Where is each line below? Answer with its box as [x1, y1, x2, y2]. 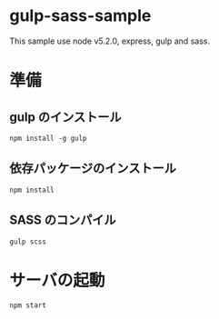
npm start [9, 301, 47, 310]
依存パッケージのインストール [9, 161, 177, 176]
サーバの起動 [9, 270, 105, 291]
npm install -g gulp [9, 134, 88, 143]
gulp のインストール [9, 109, 122, 125]
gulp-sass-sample [9, 5, 152, 26]
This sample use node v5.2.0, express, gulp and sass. [9, 35, 211, 46]
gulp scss [9, 237, 47, 246]
